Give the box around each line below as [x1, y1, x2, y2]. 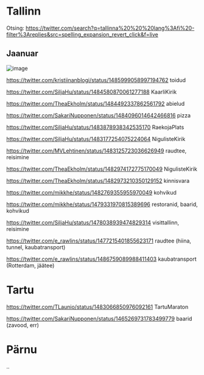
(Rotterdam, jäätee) [6, 261, 55, 269]
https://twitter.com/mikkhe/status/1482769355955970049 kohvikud [6, 188, 177, 196]
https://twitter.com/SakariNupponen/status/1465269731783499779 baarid [6, 315, 192, 322]
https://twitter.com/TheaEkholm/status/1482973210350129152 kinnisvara [6, 177, 190, 184]
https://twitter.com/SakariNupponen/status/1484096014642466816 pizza [6, 111, 191, 119]
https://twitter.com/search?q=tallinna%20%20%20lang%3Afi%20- [25, 24, 195, 32]
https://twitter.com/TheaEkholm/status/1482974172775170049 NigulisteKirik [6, 165, 198, 173]
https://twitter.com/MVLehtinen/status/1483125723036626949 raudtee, [6, 147, 187, 154]
